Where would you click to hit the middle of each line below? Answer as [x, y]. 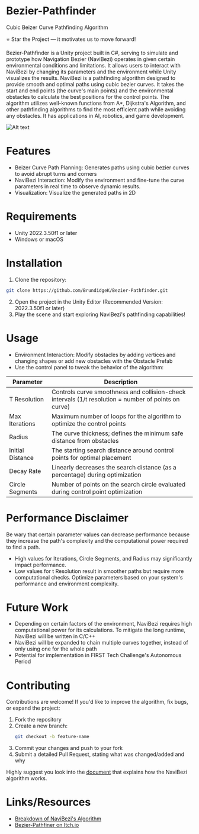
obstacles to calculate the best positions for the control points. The [88, 96]
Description [121, 382]
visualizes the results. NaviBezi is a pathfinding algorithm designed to [91, 78]
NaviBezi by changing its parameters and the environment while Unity [91, 72]
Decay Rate [25, 471]
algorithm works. [27, 778]
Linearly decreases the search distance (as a [114, 467]
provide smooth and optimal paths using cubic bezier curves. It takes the [95, 84]
